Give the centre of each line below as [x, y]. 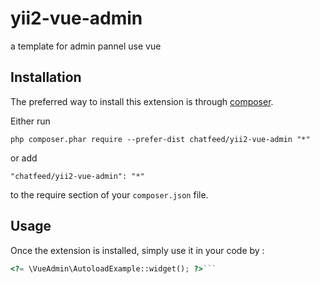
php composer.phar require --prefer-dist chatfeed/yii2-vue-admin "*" [160, 139]
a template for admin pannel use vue [86, 46]
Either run [30, 121]
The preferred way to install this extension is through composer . [142, 101]
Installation [46, 77]
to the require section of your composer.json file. [109, 194]
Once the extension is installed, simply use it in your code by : [137, 250]
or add [24, 158]
